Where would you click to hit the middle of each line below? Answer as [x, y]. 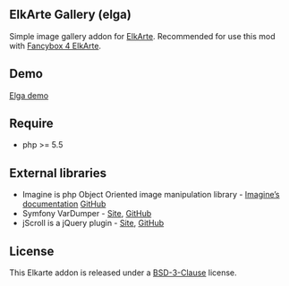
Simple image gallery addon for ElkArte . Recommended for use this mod [142, 36]
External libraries [58, 173]
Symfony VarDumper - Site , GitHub [87, 214]
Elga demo [29, 95]
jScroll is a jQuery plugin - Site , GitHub [93, 223]
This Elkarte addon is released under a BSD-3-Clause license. [123, 273]
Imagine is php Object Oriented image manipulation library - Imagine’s [151, 195]
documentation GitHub [64, 204]
